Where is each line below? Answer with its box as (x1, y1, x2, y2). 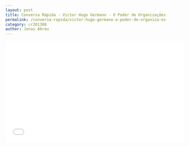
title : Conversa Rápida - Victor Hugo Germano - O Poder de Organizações (5, 12, 166, 17)
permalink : (5, 17, 29, 22)
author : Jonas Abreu (5, 27, 50, 32)
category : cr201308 (5, 22, 47, 27)
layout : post (5, 7, 33, 13)
